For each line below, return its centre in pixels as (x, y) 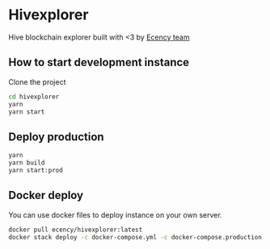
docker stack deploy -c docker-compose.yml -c (88, 237)
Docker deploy (46, 195)
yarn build (27, 163)
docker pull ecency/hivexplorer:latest (76, 230)
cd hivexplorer (34, 97)
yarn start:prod (36, 170)
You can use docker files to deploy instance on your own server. (115, 214)
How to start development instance (99, 62)
